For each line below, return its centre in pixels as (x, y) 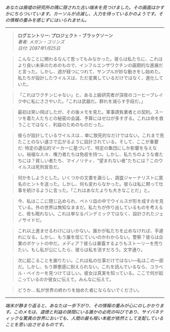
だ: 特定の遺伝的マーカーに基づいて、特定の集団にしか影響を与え (85, 148)
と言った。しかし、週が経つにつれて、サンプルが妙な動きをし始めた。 (90, 72)
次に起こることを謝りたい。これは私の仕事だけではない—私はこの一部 (91, 260)
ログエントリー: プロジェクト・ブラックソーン (65, 35)
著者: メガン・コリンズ (41, 42)
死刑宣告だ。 (48, 167)
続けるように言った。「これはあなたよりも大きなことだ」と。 (90, 190)
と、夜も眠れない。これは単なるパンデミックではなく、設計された (86, 214)
